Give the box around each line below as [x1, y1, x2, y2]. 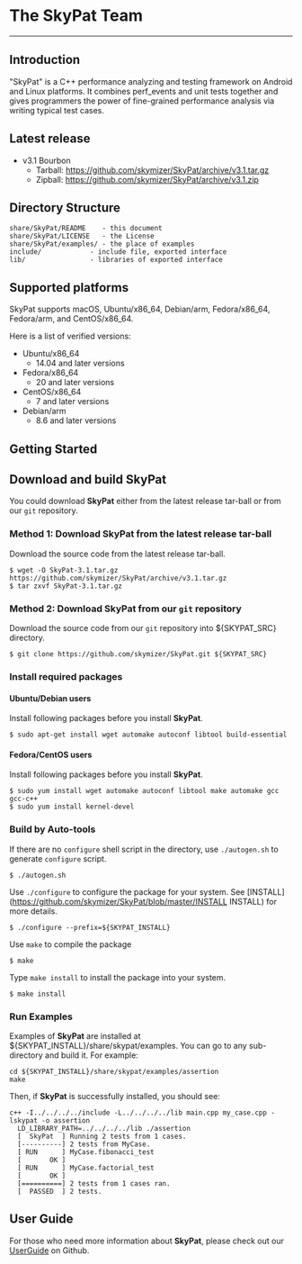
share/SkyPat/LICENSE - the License [9, 231, 155, 241]
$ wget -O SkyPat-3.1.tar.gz [9, 565, 119, 574]
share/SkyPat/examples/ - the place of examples [9, 239, 195, 248]
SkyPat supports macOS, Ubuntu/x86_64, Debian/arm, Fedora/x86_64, [9, 303, 271, 315]
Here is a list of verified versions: [9, 330, 132, 342]
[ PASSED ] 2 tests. [17, 1187, 102, 1196]
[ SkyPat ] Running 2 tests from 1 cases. [17, 1132, 187, 1141]
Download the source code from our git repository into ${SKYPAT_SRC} [9, 622, 277, 633]
